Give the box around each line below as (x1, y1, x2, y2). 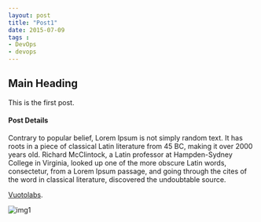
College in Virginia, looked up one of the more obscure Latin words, (8, 158, 226, 168)
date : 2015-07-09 (8, 26, 65, 34)
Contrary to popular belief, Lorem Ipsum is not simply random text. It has (8, 133, 244, 143)
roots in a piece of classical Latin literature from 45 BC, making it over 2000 (8, 142, 253, 151)
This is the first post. (8, 97, 75, 107)
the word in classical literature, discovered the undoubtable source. (8, 175, 226, 184)
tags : (8, 33, 30, 42)
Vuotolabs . (8, 190, 43, 200)
